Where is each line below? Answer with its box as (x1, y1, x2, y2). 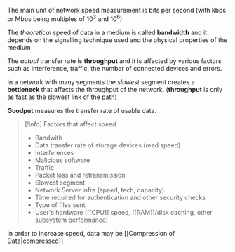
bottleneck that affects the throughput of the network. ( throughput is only (7, 85, 223, 93)
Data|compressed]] (7, 237, 64, 245)
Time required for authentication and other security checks (34, 193, 206, 201)
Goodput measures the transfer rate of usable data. (7, 106, 156, 114)
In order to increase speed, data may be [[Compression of (7, 229, 175, 237)
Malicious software (34, 156, 90, 164)
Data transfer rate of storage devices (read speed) (34, 140, 181, 150)
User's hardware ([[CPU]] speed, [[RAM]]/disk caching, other (34, 208, 213, 216)
